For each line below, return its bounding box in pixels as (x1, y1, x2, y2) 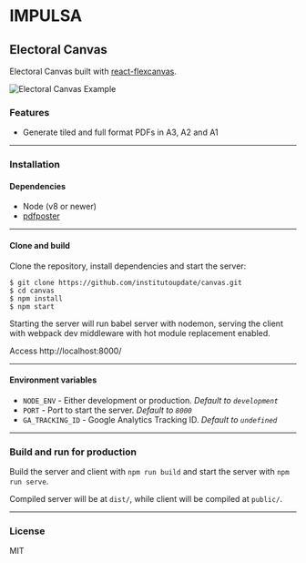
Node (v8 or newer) (22, 201, 97, 212)
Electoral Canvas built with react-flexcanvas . (9, 66, 178, 77)
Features (9, 106, 50, 118)
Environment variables (9, 374, 97, 385)
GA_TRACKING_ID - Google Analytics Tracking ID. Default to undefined (22, 414, 278, 425)
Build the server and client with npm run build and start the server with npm (9, 466, 290, 477)
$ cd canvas (9, 286, 55, 295)
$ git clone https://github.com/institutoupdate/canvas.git (9, 278, 243, 287)
